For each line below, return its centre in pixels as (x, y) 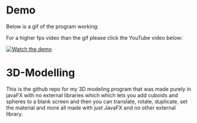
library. (15, 114)
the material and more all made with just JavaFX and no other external (91, 107)
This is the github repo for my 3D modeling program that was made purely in (98, 89)
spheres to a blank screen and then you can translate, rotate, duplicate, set (97, 101)
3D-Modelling (41, 73)
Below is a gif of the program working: (52, 26)
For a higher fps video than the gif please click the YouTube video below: (94, 37)
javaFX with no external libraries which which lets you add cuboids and (92, 95)
